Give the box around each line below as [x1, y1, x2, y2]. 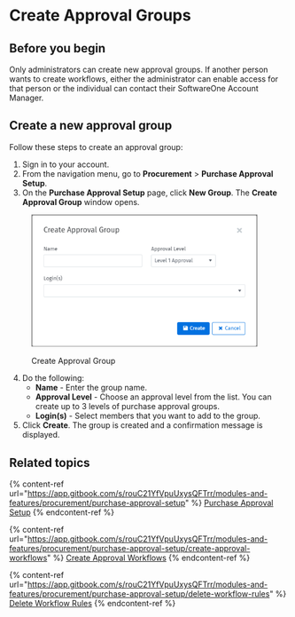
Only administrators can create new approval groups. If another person [9, 64, 268, 75]
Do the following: [21, 373, 85, 384]
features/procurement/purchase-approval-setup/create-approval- [9, 543, 251, 554]
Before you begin [9, 41, 106, 56]
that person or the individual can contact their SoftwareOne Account [9, 83, 259, 93]
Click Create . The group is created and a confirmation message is [21, 420, 263, 431]
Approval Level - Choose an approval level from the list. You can [35, 392, 272, 402]
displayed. [21, 430, 60, 440]
